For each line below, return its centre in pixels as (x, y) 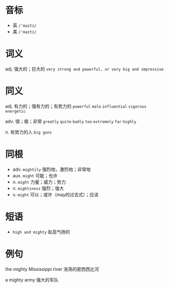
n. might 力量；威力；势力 (39, 182)
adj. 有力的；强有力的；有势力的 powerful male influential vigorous (76, 106)
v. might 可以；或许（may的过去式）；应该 (55, 195)
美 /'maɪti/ (24, 31)
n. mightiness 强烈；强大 (38, 188)
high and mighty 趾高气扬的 (41, 232)
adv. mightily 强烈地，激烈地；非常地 (51, 169)
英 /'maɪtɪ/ (24, 25)
